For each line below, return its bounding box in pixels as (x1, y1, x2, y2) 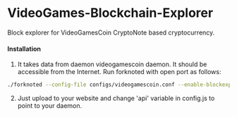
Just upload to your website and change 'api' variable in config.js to (17, 94, 215, 103)
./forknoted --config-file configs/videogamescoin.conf (7, 81, 175, 89)
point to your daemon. (17, 101, 83, 110)
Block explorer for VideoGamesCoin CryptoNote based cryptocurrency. (7, 28, 215, 37)
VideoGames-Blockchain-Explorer (7, 5, 214, 21)
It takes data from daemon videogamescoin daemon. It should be (17, 60, 207, 68)
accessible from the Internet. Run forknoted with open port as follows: (17, 68, 221, 76)
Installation (7, 44, 41, 53)
